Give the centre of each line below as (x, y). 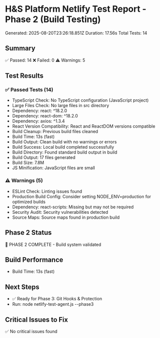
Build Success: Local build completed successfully (63, 147)
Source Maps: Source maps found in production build (66, 217)
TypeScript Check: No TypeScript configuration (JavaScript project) (80, 100)
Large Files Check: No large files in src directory (60, 106)
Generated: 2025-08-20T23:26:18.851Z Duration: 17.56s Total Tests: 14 (76, 33)
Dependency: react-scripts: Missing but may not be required (73, 207)
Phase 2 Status (29, 233)
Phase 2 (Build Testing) (53, 19)
